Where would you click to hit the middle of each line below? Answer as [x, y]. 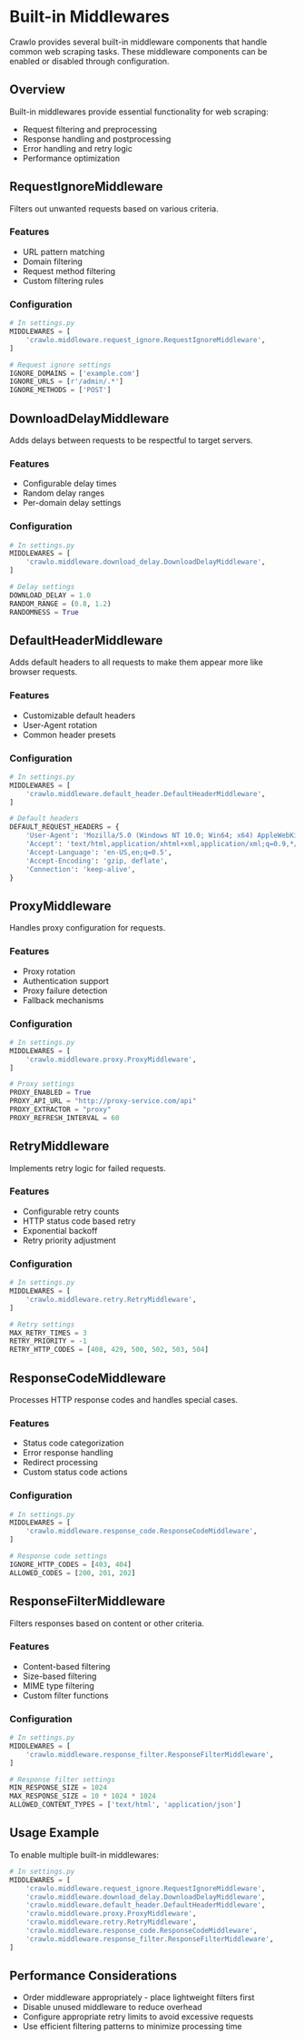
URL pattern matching [64, 251]
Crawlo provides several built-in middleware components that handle [138, 42]
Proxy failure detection [65, 991]
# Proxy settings [42, 1084]
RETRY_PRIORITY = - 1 [49, 1341]
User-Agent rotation [60, 725]
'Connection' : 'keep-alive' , [81, 869]
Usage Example [54, 1833]
